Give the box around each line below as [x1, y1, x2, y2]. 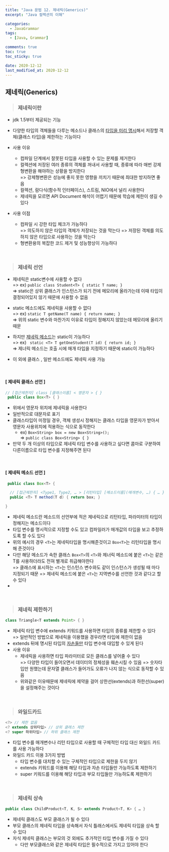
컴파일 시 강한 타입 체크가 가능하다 [20, 221, 88, 227]
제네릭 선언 [17, 264, 43, 271]
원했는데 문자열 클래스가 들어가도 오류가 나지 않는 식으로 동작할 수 [29, 666, 159, 672]
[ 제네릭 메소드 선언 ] [5, 469, 45, 475]
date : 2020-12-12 [5, 63, 42, 68]
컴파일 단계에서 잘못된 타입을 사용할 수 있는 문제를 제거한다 [20, 155, 136, 161]
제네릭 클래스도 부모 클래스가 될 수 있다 [12, 816, 90, 823]
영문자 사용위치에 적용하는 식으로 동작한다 [12, 424, 95, 430]
